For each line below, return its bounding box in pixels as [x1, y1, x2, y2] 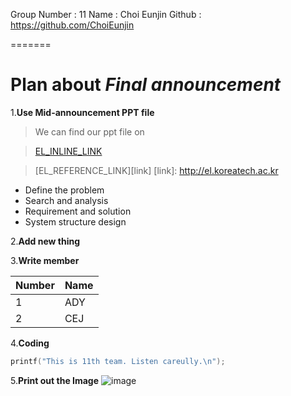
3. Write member [10, 254, 80, 266]
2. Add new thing [10, 235, 80, 247]
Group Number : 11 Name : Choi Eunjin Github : [10, 9, 202, 20]
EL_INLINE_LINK [34, 145, 103, 157]
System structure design [24, 215, 127, 228]
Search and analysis [24, 194, 109, 206]
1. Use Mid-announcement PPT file [10, 106, 155, 118]
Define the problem [24, 184, 105, 196]
